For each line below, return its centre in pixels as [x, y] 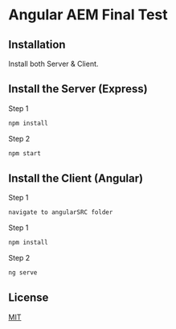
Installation [37, 45]
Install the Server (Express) [78, 89]
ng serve [23, 273]
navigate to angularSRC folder [61, 212]
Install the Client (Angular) [76, 178]
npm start [25, 153]
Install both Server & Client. [53, 64]
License [29, 298]
